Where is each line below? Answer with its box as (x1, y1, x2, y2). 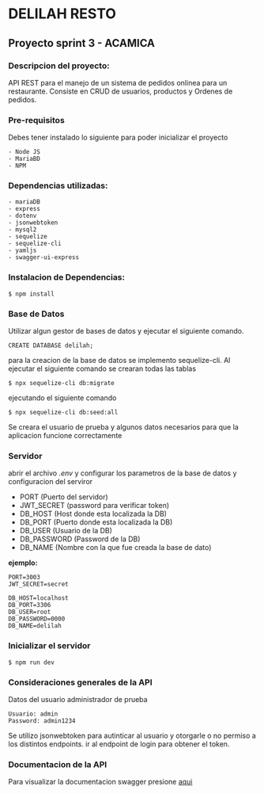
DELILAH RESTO (8, 5, 117, 23)
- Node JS (8, 148, 41, 156)
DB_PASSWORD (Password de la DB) (19, 534, 141, 544)
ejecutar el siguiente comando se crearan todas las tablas (8, 364, 196, 373)
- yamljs (8, 246, 37, 254)
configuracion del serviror (8, 477, 93, 487)
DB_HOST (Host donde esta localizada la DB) (19, 509, 168, 519)
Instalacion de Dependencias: (8, 272, 125, 283)
